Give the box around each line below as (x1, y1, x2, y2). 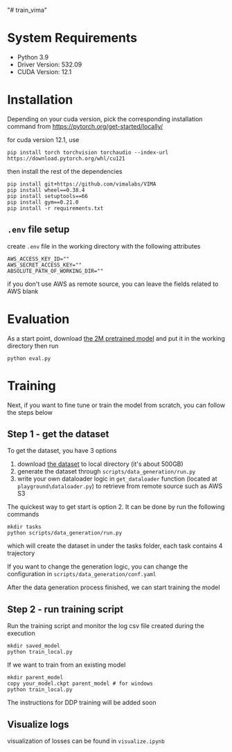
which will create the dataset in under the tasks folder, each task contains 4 (7, 541, 223, 550)
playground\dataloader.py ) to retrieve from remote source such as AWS (17, 482, 223, 490)
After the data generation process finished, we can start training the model (7, 583, 220, 591)
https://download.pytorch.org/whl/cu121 (7, 155, 126, 162)
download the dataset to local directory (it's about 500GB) (17, 460, 184, 468)
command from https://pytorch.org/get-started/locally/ (7, 122, 163, 130)
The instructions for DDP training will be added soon (7, 699, 157, 707)
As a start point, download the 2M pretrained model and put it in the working (7, 334, 225, 342)
